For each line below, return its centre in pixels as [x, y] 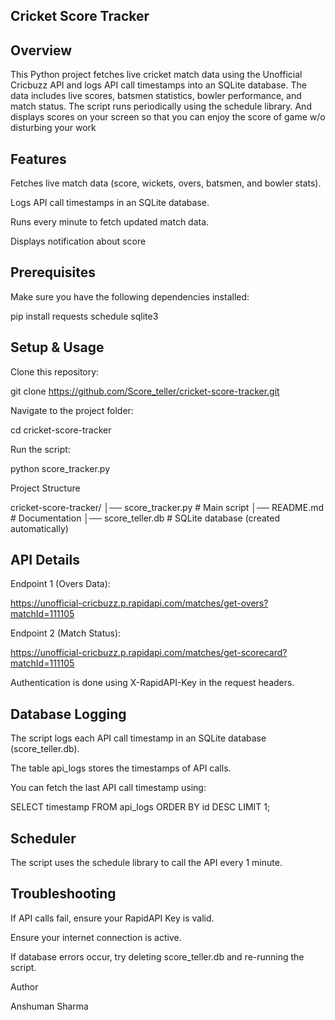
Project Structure [45, 488]
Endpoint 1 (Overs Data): [60, 584]
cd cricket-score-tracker [61, 430]
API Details [45, 560]
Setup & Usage [57, 347]
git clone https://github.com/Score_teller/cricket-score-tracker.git [145, 391]
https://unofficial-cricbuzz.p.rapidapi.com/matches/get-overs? [139, 603]
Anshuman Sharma [49, 1006]
